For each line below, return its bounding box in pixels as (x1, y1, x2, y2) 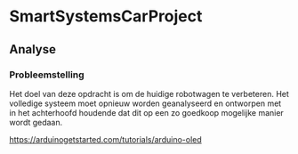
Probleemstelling (9, 69, 85, 81)
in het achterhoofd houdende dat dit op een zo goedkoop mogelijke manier (9, 107, 285, 118)
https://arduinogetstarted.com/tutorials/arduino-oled (9, 134, 202, 144)
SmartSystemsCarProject (9, 6, 203, 27)
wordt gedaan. (9, 117, 63, 127)
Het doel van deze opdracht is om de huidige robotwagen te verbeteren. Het (9, 88, 289, 99)
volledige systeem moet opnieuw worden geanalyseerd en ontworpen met (9, 98, 282, 109)
